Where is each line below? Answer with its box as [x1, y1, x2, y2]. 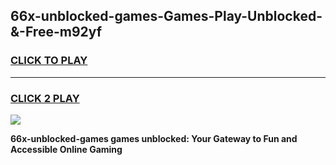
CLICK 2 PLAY [10, 91, 80, 105]
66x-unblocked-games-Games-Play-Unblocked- [10, 8, 323, 25]
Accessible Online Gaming [10, 143, 123, 155]
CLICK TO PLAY [10, 54, 88, 68]
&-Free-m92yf [10, 24, 103, 41]
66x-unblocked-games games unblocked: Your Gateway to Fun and [10, 132, 298, 144]
